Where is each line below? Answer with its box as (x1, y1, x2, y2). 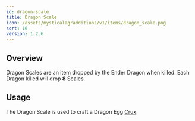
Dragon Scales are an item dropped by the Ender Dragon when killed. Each (6, 69, 190, 76)
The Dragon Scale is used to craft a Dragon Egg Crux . (6, 108, 138, 115)
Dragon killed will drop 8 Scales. (6, 75, 86, 82)
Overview (6, 53, 43, 63)
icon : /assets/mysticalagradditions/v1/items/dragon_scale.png (6, 20, 166, 26)
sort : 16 (6, 25, 28, 32)
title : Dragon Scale (6, 14, 58, 20)
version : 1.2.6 (6, 31, 44, 37)
